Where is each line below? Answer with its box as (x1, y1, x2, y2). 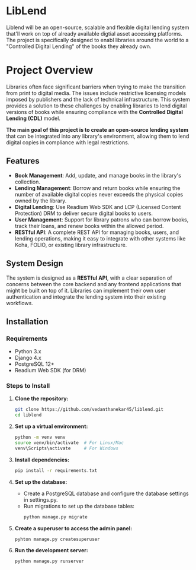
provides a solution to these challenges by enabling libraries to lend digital (6, 102, 187, 109)
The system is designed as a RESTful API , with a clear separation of (6, 274, 173, 281)
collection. (14, 178, 40, 185)
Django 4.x (14, 354, 41, 362)
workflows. (6, 299, 34, 306)
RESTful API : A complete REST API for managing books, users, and (14, 229, 179, 236)
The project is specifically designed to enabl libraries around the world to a (6, 36, 189, 43)
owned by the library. (14, 197, 67, 204)
